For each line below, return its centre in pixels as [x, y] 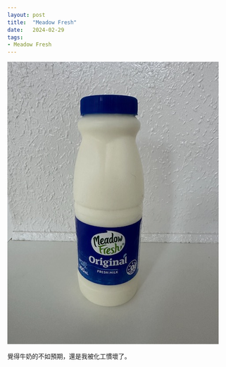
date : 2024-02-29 [36, 30]
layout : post [26, 15]
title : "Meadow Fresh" [42, 22]
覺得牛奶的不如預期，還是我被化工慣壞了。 [69, 356]
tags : [15, 37]
